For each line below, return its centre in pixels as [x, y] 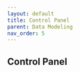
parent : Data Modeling [40, 27]
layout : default [31, 14]
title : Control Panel [39, 20]
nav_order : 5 [26, 33]
